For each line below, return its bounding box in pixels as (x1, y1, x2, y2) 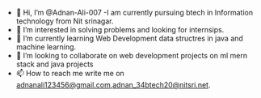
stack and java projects (15, 59, 94, 69)
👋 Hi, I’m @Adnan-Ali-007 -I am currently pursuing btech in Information (15, 8, 253, 17)
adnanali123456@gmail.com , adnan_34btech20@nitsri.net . (15, 80, 211, 89)
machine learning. (15, 42, 77, 52)
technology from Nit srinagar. (15, 16, 114, 26)
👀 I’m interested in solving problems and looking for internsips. (15, 25, 225, 34)
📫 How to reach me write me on (15, 69, 125, 78)
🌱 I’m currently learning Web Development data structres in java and (15, 33, 244, 43)
